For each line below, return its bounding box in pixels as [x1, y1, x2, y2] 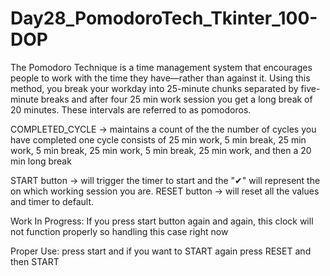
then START [10, 255, 60, 267]
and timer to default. [10, 195, 95, 207]
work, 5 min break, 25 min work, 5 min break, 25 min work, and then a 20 [10, 144, 312, 156]
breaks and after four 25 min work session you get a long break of [40, 93, 313, 105]
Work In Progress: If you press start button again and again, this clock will [10, 215, 314, 227]
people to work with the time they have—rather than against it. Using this [10, 72, 311, 84]
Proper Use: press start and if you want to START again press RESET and [10, 245, 312, 257]
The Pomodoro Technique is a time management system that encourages [10, 61, 313, 73]
